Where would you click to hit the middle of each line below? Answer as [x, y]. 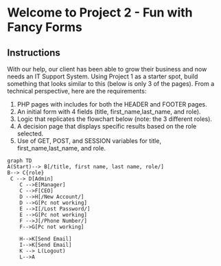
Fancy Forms [45, 27]
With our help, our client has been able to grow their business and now [107, 69]
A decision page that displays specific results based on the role [107, 126]
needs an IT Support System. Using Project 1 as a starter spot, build [103, 76]
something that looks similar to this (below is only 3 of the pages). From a [111, 84]
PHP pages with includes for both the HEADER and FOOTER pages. [112, 104]
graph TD [20, 161]
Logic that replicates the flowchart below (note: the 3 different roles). [115, 119]
